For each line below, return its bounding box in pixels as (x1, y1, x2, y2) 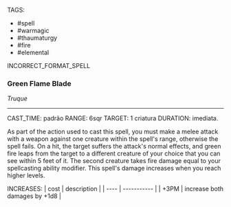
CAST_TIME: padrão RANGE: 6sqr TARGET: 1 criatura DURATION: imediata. (7, 114, 219, 122)
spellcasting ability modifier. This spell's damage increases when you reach (7, 164, 221, 173)
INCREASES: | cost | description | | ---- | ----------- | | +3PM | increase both (7, 185, 223, 193)
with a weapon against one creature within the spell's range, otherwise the (7, 135, 219, 143)
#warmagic (16, 27, 49, 34)
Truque (7, 94, 27, 102)
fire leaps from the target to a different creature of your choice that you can (7, 149, 221, 157)
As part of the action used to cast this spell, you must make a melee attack (7, 127, 219, 136)
